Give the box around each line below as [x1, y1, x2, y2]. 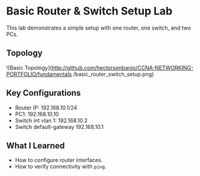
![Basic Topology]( [6, 64, 52, 71]
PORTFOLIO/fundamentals [6, 71, 72, 78]
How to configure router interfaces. [14, 157, 103, 164]
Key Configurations [6, 88, 81, 98]
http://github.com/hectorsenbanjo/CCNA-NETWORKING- [51, 64, 194, 71]
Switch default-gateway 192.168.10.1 [14, 123, 104, 130]
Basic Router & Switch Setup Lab [6, 4, 173, 18]
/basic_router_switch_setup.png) [73, 71, 154, 78]
